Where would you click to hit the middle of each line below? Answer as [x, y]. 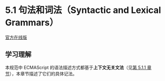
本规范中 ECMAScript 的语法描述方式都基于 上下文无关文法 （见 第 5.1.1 [76, 67]
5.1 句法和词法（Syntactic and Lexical [83, 10]
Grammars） [32, 23]
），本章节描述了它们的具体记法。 [43, 74]
